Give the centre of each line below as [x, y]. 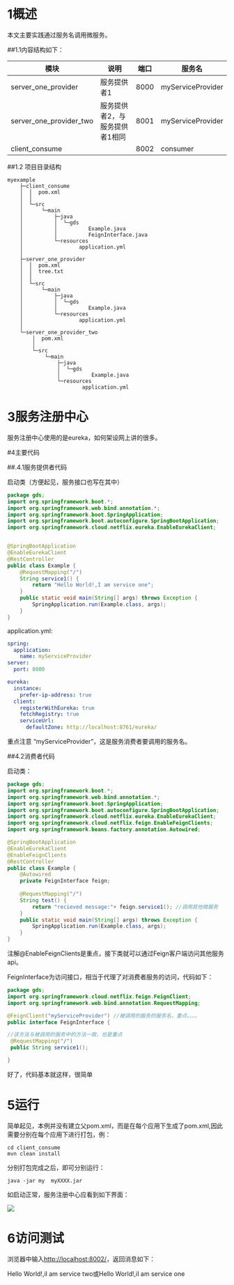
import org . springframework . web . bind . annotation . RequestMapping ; [104, 1003]
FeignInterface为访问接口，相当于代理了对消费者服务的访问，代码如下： [110, 977]
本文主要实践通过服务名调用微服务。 [59, 35]
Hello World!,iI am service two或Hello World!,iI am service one [96, 1274]
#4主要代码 [23, 452]
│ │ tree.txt [42, 271]
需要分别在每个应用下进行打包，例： [59, 1134]
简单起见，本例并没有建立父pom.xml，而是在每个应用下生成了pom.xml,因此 [115, 1126]
